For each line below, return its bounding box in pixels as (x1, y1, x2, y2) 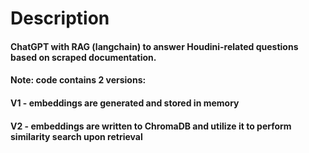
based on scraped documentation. (10, 51, 157, 63)
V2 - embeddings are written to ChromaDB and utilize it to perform (10, 120, 292, 132)
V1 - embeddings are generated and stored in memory (10, 97, 240, 109)
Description (10, 7, 110, 30)
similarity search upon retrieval (10, 130, 143, 142)
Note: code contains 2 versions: (10, 74, 147, 86)
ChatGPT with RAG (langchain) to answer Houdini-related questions (10, 40, 299, 52)
